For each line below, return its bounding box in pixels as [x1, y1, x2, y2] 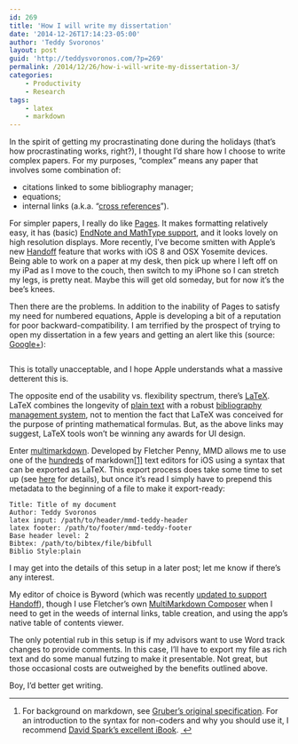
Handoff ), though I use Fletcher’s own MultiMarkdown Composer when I [9, 598, 273, 609]
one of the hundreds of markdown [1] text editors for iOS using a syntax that [9, 455, 286, 466]
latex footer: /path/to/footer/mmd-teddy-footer [9, 524, 192, 533]
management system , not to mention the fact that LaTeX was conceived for [9, 409, 284, 420]
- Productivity [25, 79, 82, 88]
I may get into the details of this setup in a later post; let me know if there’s [9, 563, 281, 574]
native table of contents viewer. [9, 618, 124, 629]
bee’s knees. [9, 284, 56, 295]
